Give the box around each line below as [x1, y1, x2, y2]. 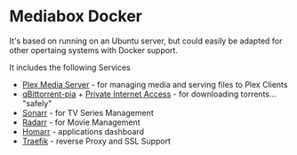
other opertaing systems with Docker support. [9, 44, 178, 55]
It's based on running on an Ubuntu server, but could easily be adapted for [9, 35, 283, 46]
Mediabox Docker [9, 6, 142, 27]
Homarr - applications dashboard [21, 126, 145, 136]
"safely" [21, 97, 52, 108]
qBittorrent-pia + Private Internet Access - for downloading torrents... [21, 89, 277, 99]
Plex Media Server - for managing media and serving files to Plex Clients [21, 79, 288, 89]
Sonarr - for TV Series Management [21, 107, 154, 118]
